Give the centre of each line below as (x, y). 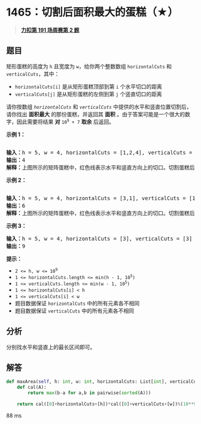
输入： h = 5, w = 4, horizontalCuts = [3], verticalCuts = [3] (99, 238)
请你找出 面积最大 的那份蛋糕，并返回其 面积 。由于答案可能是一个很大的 (96, 114)
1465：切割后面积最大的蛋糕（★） (92, 12)
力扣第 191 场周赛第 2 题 (50, 30)
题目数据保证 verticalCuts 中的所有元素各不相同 (74, 311)
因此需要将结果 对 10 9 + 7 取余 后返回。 (66, 122)
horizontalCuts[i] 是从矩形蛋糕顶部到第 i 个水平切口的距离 (89, 86)
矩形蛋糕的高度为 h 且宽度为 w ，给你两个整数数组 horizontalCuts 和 (89, 66)
